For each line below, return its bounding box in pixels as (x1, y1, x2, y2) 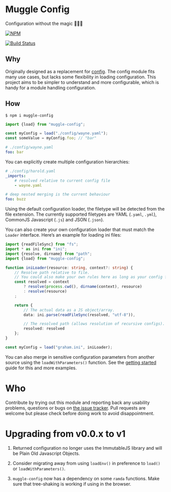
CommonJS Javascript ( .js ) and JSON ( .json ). (5, 217, 104, 223)
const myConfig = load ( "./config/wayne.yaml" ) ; (5, 131, 108, 136)
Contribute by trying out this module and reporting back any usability (5, 399, 150, 406)
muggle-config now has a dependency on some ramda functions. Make (12, 475, 160, 481)
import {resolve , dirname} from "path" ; (5, 251, 93, 256)
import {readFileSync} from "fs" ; (5, 242, 79, 247)
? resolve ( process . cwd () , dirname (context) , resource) (23, 284, 142, 290)
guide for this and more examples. (5, 365, 77, 371)
